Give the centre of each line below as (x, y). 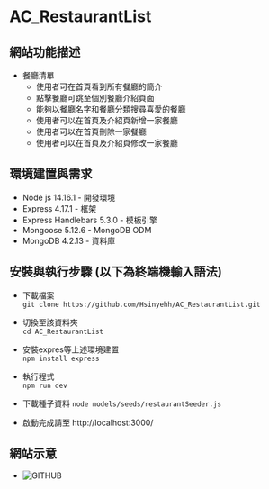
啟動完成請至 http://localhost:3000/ (88, 422)
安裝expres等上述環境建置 (71, 349)
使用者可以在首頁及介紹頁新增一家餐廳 (107, 120)
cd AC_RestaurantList (63, 331)
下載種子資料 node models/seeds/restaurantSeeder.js (122, 403)
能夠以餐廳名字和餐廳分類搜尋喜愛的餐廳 (111, 109)
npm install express (61, 358)
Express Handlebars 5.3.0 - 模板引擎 (90, 220)
